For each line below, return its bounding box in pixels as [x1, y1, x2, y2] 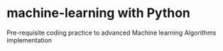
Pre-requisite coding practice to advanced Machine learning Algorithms [6, 28, 217, 37]
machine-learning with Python [6, 5, 191, 21]
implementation [6, 35, 53, 44]
